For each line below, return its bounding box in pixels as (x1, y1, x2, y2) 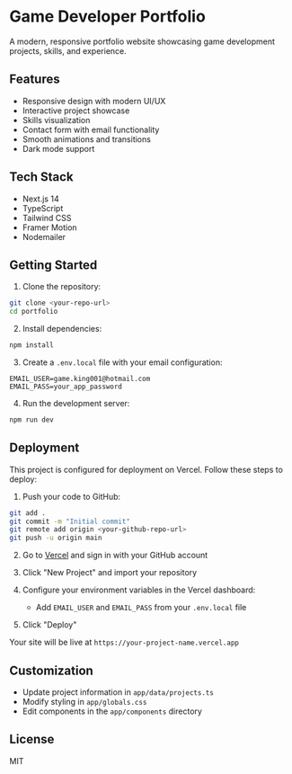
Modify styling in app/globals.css (22, 697, 147, 707)
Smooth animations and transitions (22, 133, 151, 145)
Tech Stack (9, 169, 74, 185)
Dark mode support (22, 143, 95, 154)
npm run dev (9, 415, 54, 424)
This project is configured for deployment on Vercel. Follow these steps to (9, 464, 283, 475)
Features (9, 72, 60, 87)
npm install (9, 341, 54, 350)
